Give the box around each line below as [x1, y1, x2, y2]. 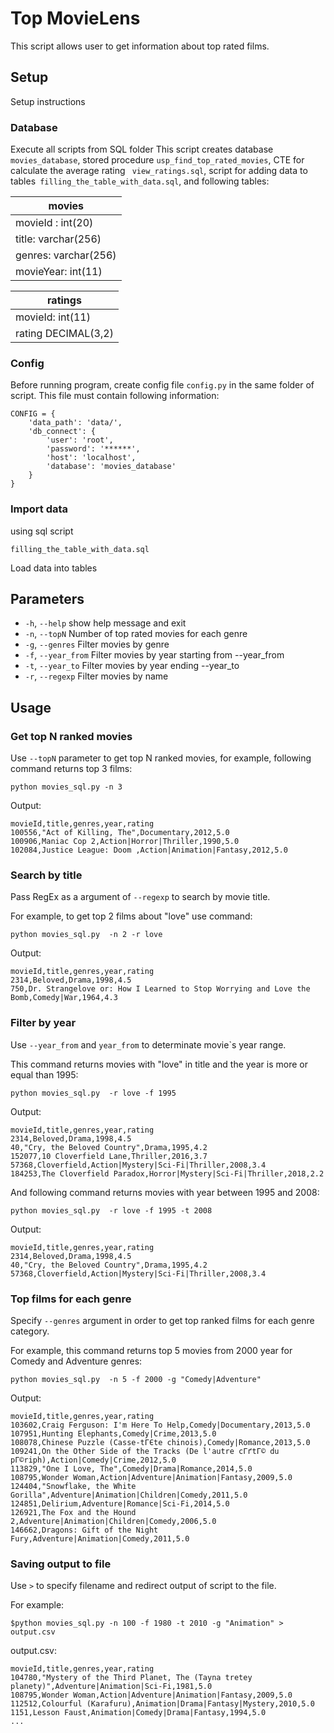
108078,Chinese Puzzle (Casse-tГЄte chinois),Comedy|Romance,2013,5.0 [10, 1438, 311, 1448]
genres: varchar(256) [15, 248, 117, 262]
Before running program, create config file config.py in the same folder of [10, 379, 315, 391]
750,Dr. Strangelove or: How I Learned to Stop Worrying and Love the [10, 984, 311, 994]
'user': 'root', [46, 435, 114, 446]
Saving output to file [10, 1557, 112, 1571]
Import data [10, 502, 69, 516]
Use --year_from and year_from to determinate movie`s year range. [10, 1038, 287, 1051]
